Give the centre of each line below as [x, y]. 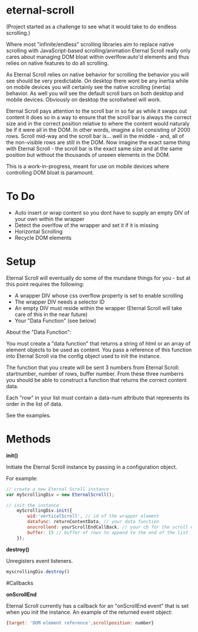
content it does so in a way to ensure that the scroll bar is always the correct [99, 117]
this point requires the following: [45, 284]
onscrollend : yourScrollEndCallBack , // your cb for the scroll [108, 527]
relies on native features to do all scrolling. [57, 63]
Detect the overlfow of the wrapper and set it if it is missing [87, 225]
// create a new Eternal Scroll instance [58, 489]
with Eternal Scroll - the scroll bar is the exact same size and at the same [94, 149]
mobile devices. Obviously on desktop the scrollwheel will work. [84, 99]
